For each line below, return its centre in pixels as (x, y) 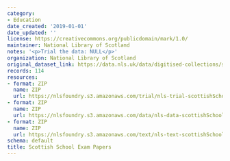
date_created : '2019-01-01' (47, 26)
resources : (23, 77)
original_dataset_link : (41, 64)
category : (21, 13)
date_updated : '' (32, 33)
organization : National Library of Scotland (72, 58)
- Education (24, 20)
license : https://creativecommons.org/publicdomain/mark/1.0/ (98, 39)
